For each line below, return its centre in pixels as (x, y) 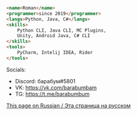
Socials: (16, 69)
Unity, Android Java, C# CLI (54, 36)
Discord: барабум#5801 (45, 81)
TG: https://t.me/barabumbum (52, 94)
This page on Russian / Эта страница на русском (68, 105)
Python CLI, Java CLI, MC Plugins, (62, 30)
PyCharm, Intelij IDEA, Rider (55, 53)
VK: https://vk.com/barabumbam (56, 87)
